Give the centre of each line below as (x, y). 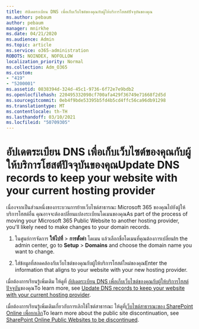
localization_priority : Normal (45, 61)
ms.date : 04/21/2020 (32, 34)
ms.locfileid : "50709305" (38, 123)
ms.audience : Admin (30, 39)
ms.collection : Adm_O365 (37, 67)
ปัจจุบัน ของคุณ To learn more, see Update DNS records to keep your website (96, 288)
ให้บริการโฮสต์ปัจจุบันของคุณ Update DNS (93, 165)
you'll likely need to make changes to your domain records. (78, 227)
